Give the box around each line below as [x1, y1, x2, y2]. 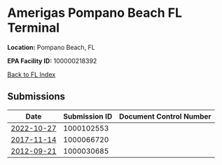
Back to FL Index [7, 70, 56, 79]
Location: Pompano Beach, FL [7, 43, 96, 51]
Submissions [7, 91, 65, 103]
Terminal [7, 20, 60, 36]
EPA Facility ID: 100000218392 [7, 56, 97, 65]
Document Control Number [118, 111, 211, 121]
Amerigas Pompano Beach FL [7, 5, 183, 21]
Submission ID [62, 111, 113, 121]
